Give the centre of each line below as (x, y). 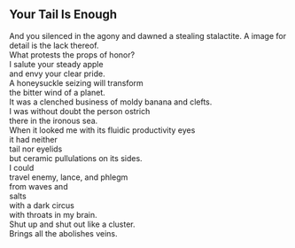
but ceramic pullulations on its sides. (76, 158)
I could (22, 167)
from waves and (39, 186)
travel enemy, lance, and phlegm (69, 177)
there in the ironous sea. (54, 120)
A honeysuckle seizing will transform (76, 82)
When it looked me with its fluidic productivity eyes (102, 130)
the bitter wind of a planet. (58, 92)
